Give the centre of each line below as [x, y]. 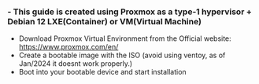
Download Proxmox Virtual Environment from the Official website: [125, 38]
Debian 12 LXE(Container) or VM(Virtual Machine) [105, 21]
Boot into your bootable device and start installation [102, 72]
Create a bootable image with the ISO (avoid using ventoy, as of [122, 55]
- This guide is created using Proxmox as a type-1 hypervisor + [130, 12]
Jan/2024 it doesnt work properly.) [76, 64]
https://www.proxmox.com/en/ [68, 47]
